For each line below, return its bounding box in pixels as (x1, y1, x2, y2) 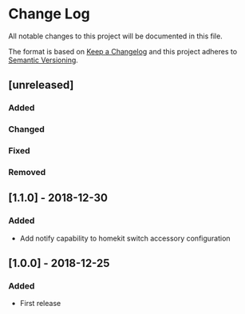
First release (19, 299, 61, 308)
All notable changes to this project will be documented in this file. (8, 31, 223, 41)
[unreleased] (8, 78, 74, 92)
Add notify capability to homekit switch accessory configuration (19, 233, 231, 243)
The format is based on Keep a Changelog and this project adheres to (8, 46, 238, 56)
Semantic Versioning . (8, 55, 78, 65)
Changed (8, 124, 45, 135)
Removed (8, 167, 46, 178)
